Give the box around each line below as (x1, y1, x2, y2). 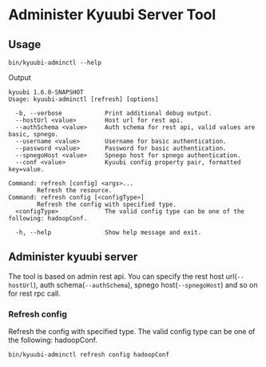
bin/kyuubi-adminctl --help (8, 58, 102, 67)
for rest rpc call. (8, 288, 62, 298)
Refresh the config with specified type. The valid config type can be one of (8, 327, 256, 337)
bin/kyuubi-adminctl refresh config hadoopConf (8, 351, 170, 359)
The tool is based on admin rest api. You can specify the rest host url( (8, 271, 237, 281)
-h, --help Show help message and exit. (15, 228, 202, 236)
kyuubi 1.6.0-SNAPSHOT (8, 88, 84, 96)
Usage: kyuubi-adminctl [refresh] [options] (8, 95, 159, 103)
